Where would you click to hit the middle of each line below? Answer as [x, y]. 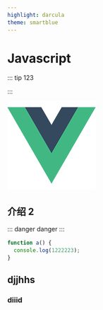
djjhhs [21, 280]
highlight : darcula [36, 15]
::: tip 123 [20, 78]
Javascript [40, 58]
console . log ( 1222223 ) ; [47, 251]
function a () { [30, 243]
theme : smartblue [33, 22]
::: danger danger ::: [36, 229]
